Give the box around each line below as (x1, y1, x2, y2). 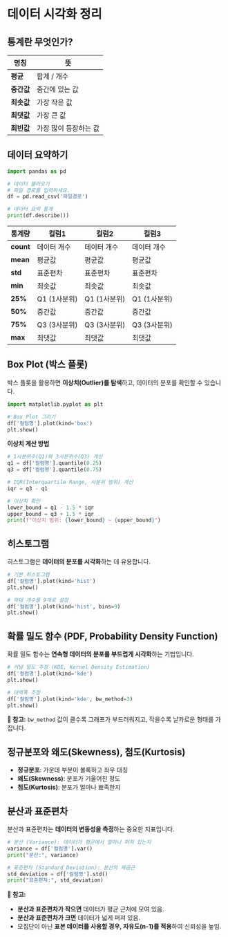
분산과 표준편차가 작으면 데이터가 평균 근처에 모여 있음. (17, 905, 164, 913)
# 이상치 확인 (7, 497, 41, 505)
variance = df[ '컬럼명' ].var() (7, 845, 93, 852)
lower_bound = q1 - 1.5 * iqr (7, 504, 95, 511)
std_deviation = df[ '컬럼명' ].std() (7, 871, 108, 878)
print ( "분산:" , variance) (7, 851, 79, 858)
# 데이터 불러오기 (7, 180, 50, 187)
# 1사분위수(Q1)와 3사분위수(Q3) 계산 (7, 454, 103, 461)
